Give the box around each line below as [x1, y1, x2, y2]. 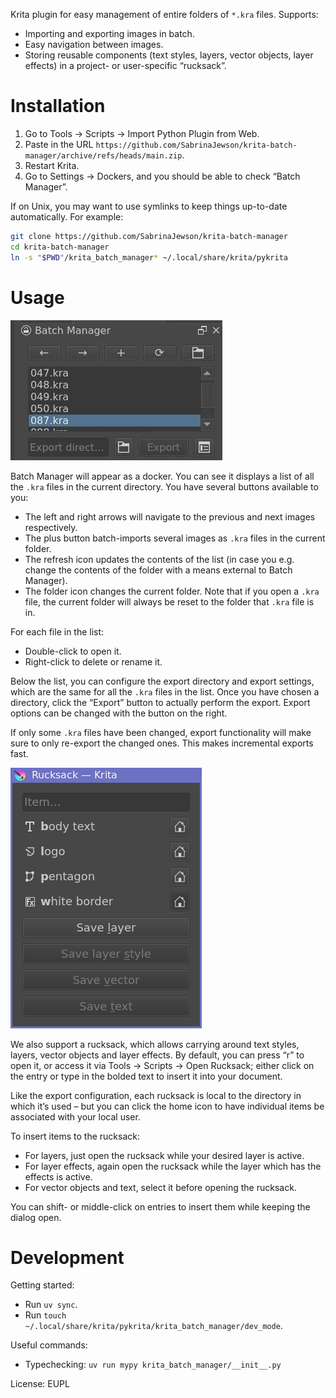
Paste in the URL [24, 138, 94, 150]
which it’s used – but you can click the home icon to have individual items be [10, 1100, 325, 1112]
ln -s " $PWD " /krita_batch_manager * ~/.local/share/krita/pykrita [10, 252, 288, 263]
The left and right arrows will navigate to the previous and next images [24, 510, 316, 523]
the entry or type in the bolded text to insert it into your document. [10, 1070, 283, 1082]
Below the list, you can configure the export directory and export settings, [10, 675, 315, 687]
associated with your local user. [10, 1110, 141, 1123]
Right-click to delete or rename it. [24, 655, 163, 668]
